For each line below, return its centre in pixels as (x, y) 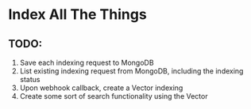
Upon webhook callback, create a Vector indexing (101, 88)
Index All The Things (77, 15)
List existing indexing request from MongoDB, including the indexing (131, 71)
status (30, 79)
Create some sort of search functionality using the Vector (114, 96)
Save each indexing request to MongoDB (87, 62)
